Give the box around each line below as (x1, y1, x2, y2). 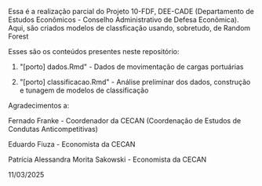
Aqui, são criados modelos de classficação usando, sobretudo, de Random (8, 24, 251, 32)
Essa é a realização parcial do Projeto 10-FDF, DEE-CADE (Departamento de (8, 7, 255, 16)
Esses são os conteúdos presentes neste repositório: (8, 47, 180, 56)
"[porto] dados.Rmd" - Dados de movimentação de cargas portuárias (19, 62, 244, 71)
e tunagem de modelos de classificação (19, 86, 149, 95)
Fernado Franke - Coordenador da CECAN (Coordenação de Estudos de (8, 116, 242, 125)
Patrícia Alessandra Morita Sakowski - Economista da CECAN (8, 155, 207, 164)
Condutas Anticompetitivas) (8, 125, 98, 133)
